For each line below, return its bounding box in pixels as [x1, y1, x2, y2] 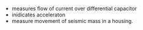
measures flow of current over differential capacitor [11, 5, 137, 12]
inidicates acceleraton [11, 11, 66, 18]
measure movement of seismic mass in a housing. [11, 18, 134, 24]
